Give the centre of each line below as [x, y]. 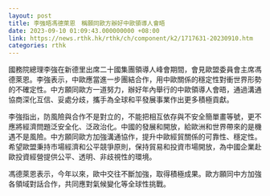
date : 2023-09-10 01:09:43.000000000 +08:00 [84, 31]
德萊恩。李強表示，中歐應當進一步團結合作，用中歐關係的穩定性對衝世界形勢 [135, 80]
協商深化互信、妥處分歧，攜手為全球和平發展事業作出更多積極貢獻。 [121, 100]
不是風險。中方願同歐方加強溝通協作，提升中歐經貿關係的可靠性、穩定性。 [138, 137]
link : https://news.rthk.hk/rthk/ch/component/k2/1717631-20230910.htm [131, 38]
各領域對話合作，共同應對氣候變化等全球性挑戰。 [89, 184]
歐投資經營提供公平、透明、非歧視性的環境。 [82, 157]
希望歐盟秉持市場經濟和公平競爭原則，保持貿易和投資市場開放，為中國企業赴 [135, 147]
